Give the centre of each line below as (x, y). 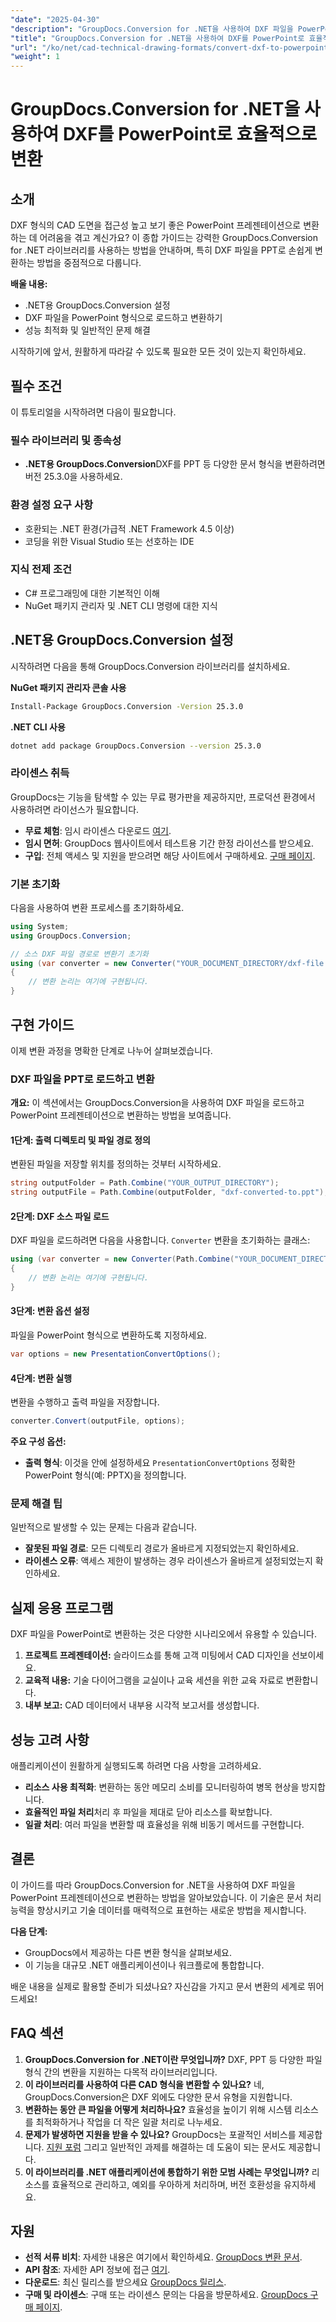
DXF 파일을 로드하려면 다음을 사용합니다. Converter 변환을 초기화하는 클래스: (160, 1240)
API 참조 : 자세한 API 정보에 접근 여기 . (97, 2270)
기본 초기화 (35, 884)
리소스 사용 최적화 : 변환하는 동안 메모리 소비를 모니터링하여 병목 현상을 (162, 1787)
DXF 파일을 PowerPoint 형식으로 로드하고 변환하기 (123, 318)
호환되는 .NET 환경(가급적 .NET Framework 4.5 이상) (129, 528)
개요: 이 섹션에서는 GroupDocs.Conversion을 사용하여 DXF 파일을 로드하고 (157, 1103)
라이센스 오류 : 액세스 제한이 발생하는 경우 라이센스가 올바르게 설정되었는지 (168, 1561)
